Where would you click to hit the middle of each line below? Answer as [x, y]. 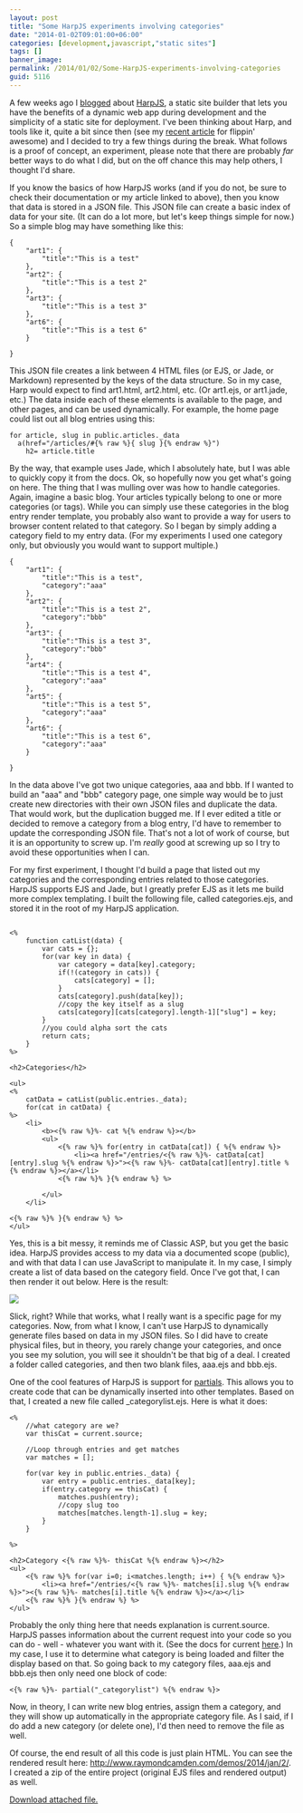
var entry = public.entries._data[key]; [119, 1481]
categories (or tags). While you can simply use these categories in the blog [149, 506]
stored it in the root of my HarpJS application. [94, 908]
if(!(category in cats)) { [109, 972]
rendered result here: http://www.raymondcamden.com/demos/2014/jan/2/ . [150, 1762]
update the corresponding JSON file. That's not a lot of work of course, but [149, 833]
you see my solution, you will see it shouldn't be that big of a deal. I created [150, 1354]
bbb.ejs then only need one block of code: [88, 1672]
